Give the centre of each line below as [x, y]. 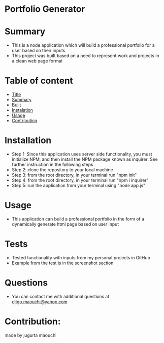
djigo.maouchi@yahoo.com [39, 302]
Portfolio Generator [45, 9]
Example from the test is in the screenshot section [63, 263]
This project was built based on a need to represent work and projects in [85, 56]
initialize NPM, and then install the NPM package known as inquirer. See [85, 159]
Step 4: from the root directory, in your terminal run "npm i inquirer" [80, 180]
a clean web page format [37, 61]
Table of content [39, 81]
